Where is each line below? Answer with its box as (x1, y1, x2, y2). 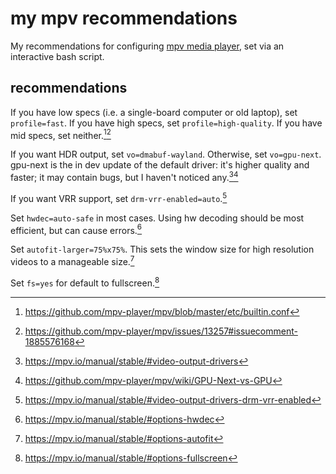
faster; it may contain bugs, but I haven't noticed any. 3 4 (10, 170, 239, 184)
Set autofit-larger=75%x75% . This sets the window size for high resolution (10, 243, 315, 256)
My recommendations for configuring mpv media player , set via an (10, 40, 285, 52)
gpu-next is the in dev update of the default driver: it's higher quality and (10, 159, 310, 171)
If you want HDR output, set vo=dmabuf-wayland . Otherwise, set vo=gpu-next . (10, 148, 322, 161)
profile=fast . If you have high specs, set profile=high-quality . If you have (10, 117, 323, 129)
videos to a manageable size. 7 (10, 254, 135, 268)
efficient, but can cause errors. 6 (10, 222, 143, 236)
